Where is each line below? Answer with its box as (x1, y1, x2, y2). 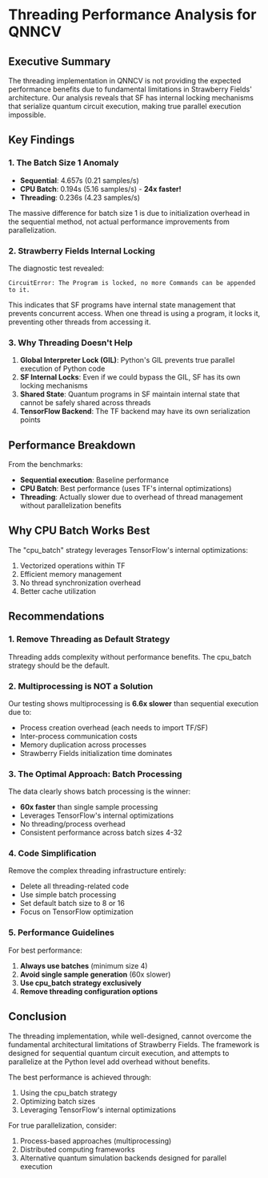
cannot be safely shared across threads (19, 398, 151, 408)
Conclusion (8, 1009, 67, 1024)
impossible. (8, 110, 46, 120)
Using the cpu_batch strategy (19, 1087, 118, 1097)
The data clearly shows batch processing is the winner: (8, 786, 191, 796)
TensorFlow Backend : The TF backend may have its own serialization (19, 407, 250, 416)
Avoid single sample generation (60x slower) (19, 969, 171, 979)
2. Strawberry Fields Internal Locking (8, 245, 156, 256)
